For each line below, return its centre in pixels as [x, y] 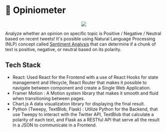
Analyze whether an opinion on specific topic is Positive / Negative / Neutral [83, 33]
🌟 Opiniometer [36, 10]
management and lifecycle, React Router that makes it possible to [80, 82]
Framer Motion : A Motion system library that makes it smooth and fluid [85, 93]
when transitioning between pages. [49, 98]
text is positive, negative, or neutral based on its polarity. [63, 49]
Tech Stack [23, 65]
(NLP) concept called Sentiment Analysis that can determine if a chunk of [81, 44]
